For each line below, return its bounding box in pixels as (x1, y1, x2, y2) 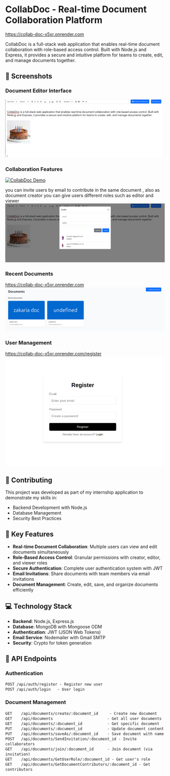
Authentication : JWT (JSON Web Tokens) (12, 629, 101, 635)
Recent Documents (5, 270, 54, 277)
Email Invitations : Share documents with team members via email (12, 571, 150, 577)
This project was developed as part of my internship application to (5, 489, 143, 495)
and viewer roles (12, 559, 48, 565)
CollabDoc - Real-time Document (5, 4, 147, 15)
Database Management (12, 510, 62, 516)
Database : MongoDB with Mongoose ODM (12, 623, 102, 630)
